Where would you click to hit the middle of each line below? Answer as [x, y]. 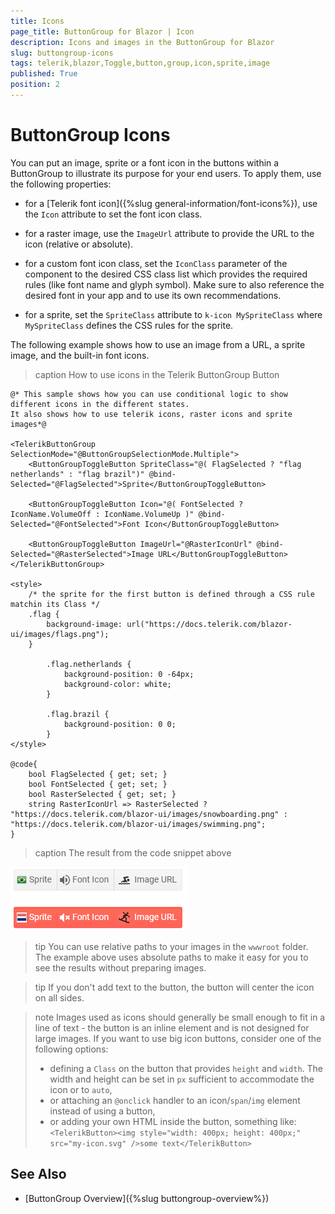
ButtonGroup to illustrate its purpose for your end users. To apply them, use [166, 173]
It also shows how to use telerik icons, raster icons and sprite [151, 414]
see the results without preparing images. [120, 967]
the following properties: [61, 184]
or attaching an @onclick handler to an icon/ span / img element [175, 1100]
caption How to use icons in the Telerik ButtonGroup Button [157, 374]
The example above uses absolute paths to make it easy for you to [171, 957]
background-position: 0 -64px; [129, 674]
